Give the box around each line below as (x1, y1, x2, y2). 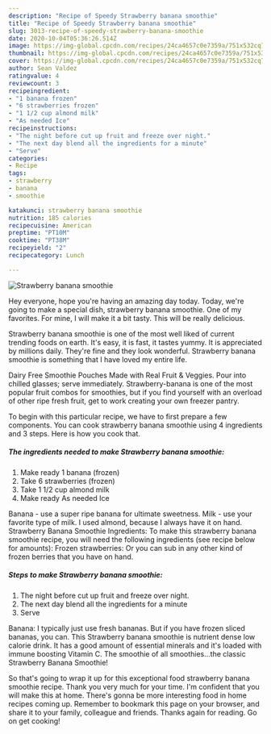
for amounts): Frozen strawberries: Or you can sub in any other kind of (8, 543, 244, 553)
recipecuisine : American (8, 221, 92, 230)
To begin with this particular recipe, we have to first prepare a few (8, 411, 227, 421)
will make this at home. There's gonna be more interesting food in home (8, 690, 248, 700)
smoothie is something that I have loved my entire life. (8, 354, 188, 364)
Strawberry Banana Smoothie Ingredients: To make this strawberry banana (8, 526, 256, 536)
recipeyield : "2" (8, 244, 67, 252)
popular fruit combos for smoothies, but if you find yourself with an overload (8, 387, 262, 397)
